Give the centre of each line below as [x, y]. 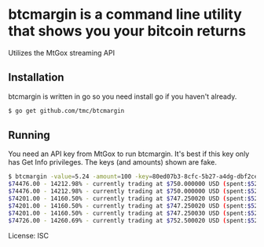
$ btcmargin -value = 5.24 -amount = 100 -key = [81, 177]
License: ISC [29, 235]
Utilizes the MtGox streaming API [62, 53]
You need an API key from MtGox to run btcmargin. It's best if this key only [129, 154]
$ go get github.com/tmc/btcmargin [66, 111]
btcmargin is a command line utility [125, 15]
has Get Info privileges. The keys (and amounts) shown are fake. [113, 162]
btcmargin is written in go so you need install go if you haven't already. [123, 96]
